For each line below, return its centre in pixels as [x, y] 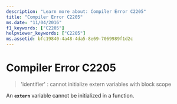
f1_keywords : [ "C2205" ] [35, 28]
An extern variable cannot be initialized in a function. [70, 95]
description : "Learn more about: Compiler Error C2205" [76, 11]
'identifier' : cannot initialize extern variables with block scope [96, 84]
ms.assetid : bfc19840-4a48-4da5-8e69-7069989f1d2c [70, 39]
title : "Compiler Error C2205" [45, 17]
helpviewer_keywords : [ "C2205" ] [46, 33]
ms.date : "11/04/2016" [34, 22]
